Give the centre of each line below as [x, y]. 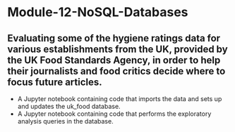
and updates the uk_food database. [69, 106]
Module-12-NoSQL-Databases [98, 12]
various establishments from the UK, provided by [117, 49]
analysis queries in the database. [66, 121]
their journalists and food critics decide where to [116, 71]
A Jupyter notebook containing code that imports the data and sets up [120, 99]
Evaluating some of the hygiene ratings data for [114, 38]
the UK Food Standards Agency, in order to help [114, 60]
